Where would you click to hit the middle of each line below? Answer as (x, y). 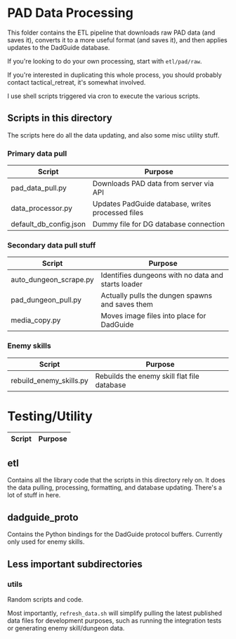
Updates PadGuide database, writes (152, 204)
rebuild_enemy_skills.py (50, 380)
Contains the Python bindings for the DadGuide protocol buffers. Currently (115, 535)
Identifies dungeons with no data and (162, 275)
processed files (118, 213)
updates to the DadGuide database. (59, 47)
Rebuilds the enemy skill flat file (147, 376)
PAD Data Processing (70, 13)
